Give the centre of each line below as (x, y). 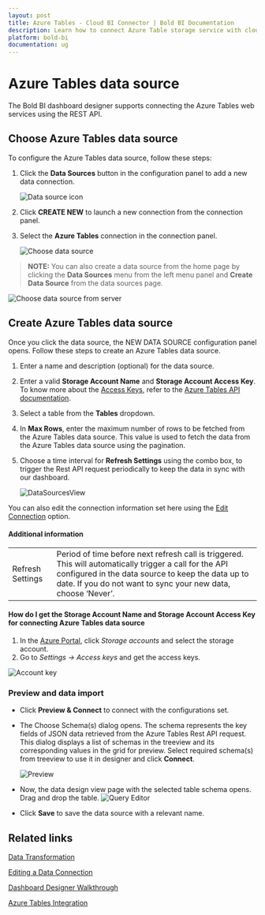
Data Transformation (41, 857)
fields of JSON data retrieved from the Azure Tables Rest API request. (133, 734)
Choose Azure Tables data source (93, 139)
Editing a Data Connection (50, 872)
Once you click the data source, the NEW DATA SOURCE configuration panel (132, 342)
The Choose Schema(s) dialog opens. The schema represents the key (133, 726)
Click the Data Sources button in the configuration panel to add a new (133, 173)
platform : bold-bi (38, 37)
